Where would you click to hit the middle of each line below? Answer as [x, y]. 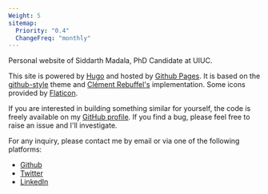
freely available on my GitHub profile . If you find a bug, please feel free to [129, 117]
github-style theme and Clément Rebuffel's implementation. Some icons [127, 85]
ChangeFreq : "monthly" [53, 38]
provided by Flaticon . [43, 93]
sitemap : [23, 23]
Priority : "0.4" [42, 30]
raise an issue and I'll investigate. [63, 125]
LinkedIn [34, 182]
